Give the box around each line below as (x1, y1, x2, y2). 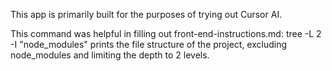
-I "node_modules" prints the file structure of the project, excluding (10, 39, 288, 50)
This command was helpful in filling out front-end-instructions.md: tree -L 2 (10, 28, 322, 39)
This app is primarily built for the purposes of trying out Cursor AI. (10, 9, 283, 20)
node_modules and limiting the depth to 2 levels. (10, 49, 210, 61)
